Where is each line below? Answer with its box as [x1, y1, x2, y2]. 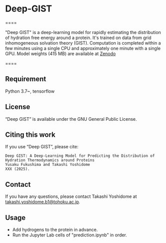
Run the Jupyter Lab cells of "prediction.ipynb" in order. [12, 232, 127, 238]
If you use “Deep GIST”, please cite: [5, 144, 79, 150]
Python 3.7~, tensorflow [5, 88, 55, 94]
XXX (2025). [5, 166, 30, 172]
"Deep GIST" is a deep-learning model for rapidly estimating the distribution [5, 29, 161, 35]
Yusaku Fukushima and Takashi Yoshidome [5, 162, 91, 167]
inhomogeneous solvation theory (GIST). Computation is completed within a [5, 40, 161, 46]
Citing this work [5, 130, 56, 139]
